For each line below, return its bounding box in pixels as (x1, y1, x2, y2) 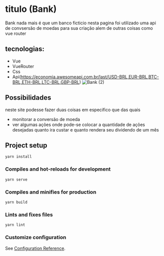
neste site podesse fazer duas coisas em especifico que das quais (5, 107, 141, 113)
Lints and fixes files (5, 211, 53, 218)
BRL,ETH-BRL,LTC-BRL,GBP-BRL (12, 79, 80, 85)
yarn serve (5, 177, 28, 182)
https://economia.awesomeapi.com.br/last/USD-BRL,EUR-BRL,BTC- (20, 73, 159, 80)
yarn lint (5, 222, 26, 228)
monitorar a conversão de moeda (12, 116, 81, 122)
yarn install (5, 154, 32, 159)
